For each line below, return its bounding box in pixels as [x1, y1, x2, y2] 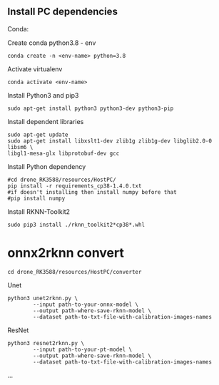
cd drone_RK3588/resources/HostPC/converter [7, 268, 142, 275]
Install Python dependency [7, 162, 86, 170]
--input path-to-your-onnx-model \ [33, 301, 139, 308]
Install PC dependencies [7, 6, 118, 18]
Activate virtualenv [7, 64, 63, 73]
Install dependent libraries [7, 117, 84, 125]
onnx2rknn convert [7, 245, 125, 261]
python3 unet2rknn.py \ [7, 294, 78, 302]
